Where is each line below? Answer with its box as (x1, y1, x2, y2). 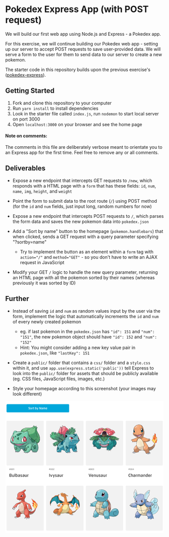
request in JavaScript (20, 259, 64, 265)
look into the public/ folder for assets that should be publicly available (12, 370, 158, 376)
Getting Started (5, 87, 55, 95)
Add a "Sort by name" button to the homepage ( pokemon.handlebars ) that (12, 228, 163, 234)
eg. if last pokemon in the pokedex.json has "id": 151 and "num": (20, 328, 155, 334)
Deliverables (5, 164, 46, 172)
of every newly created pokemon (12, 319, 81, 325)
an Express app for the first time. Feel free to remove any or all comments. (5, 149, 159, 155)
